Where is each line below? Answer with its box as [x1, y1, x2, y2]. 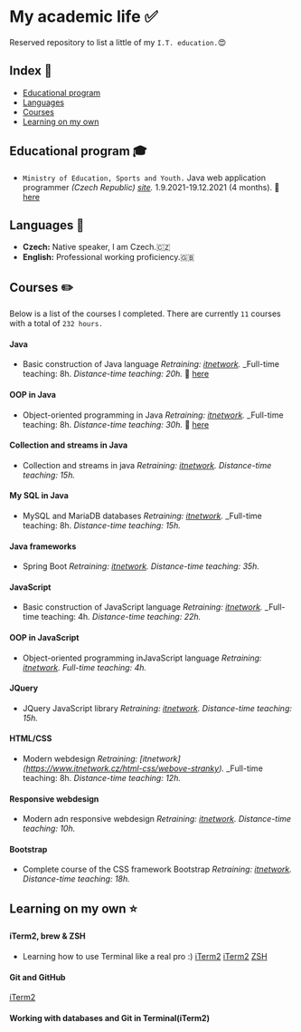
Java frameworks [9, 541, 77, 552]
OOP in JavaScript [9, 632, 80, 642]
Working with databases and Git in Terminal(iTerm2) [9, 1012, 211, 1023]
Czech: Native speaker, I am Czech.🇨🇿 [22, 242, 171, 253]
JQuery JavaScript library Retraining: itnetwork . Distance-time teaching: [22, 702, 292, 713]
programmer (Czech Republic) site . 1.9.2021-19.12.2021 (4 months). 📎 [22, 181, 280, 192]
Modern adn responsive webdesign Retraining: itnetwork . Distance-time [22, 814, 292, 825]
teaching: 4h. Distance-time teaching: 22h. [41, 612, 202, 622]
